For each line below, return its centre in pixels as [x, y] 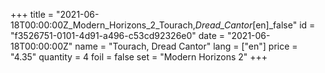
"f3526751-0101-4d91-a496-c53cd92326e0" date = [118, 35]
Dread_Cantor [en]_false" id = [255, 25]
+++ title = [32, 14]
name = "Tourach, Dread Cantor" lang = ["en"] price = [186, 46]
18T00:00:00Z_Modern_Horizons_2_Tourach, [103, 25]
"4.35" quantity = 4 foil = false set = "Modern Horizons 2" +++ [139, 57]
